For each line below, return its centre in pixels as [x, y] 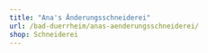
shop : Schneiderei [44, 34]
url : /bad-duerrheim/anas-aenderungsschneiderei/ [104, 26]
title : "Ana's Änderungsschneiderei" [80, 18]
